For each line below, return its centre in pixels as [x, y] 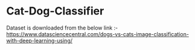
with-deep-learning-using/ [40, 40]
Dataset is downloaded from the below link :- [62, 28]
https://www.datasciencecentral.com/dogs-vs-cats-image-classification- [97, 34]
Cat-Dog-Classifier [55, 11]
